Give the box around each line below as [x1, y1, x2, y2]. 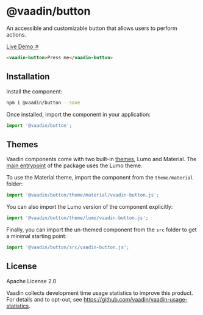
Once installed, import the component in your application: [6, 110, 151, 118]
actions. [6, 31, 26, 38]
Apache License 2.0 [6, 277, 57, 284]
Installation [6, 71, 50, 82]
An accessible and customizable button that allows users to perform [6, 24, 178, 32]
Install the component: [6, 87, 63, 95]
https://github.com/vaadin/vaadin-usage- [83, 295, 188, 303]
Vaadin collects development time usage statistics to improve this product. [6, 289, 193, 297]
